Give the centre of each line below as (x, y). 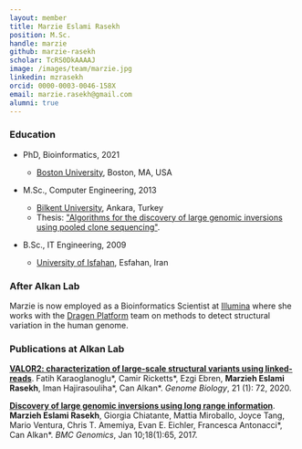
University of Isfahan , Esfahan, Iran (102, 262)
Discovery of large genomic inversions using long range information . (142, 406)
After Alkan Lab (45, 286)
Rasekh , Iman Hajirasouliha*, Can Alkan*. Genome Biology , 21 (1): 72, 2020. (151, 388)
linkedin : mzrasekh (47, 78)
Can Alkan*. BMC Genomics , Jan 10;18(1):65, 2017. (104, 435)
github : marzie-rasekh (52, 52)
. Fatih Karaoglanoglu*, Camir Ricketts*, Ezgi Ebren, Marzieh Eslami (158, 379)
